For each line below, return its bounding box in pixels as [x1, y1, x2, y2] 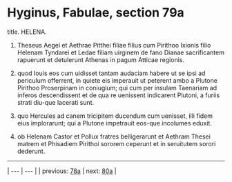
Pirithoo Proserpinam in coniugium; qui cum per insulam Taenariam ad [17, 83, 217, 92]
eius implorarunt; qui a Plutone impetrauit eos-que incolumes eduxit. [17, 119, 213, 127]
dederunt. [17, 147, 46, 155]
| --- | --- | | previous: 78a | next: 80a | [7, 167, 117, 175]
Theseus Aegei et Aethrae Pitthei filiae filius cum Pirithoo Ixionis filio [17, 41, 211, 49]
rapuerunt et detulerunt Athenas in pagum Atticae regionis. [17, 55, 185, 63]
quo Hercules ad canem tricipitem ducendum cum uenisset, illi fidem [17, 112, 213, 120]
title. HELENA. [7, 28, 47, 36]
